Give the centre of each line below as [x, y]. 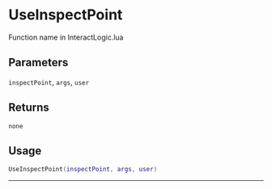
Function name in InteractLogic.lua [66, 37]
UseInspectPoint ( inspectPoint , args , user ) [83, 170]
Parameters [38, 63]
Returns [29, 108]
